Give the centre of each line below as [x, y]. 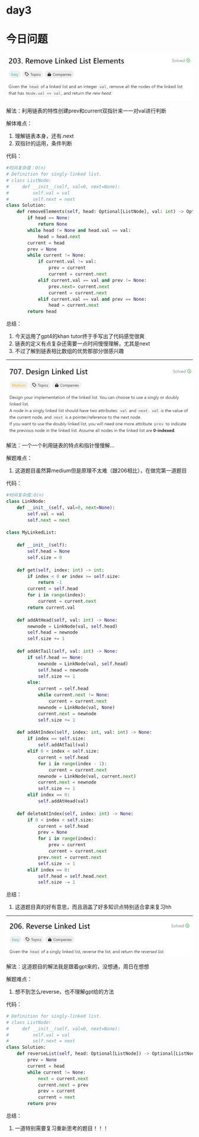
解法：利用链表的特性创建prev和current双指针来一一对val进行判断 [86, 111]
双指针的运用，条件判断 [43, 143]
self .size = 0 [45, 557]
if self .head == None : [55, 657]
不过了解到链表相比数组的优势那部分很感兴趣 [69, 351]
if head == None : [49, 218]
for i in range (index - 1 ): [73, 764]
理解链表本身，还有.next [44, 136]
